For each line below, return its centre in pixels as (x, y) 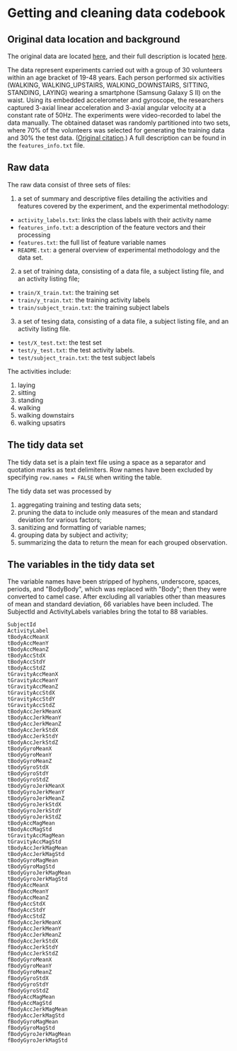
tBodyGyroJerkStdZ (34, 817)
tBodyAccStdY (27, 662)
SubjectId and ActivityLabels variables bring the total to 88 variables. (108, 612)
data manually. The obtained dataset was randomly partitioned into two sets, (119, 123)
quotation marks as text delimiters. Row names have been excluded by (110, 469)
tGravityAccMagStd (34, 842)
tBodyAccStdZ (27, 668)
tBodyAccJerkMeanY (34, 718)
